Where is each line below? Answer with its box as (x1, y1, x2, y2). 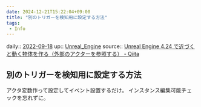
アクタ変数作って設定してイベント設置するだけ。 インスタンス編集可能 (6, 87, 182, 94)
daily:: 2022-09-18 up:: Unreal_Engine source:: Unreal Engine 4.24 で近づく (6, 43, 195, 50)
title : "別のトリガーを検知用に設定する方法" (6, 14, 108, 20)
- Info (8, 25, 26, 32)
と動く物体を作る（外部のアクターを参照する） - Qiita (6, 50, 140, 58)
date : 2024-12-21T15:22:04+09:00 (6, 8, 91, 15)
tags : (6, 20, 20, 26)
